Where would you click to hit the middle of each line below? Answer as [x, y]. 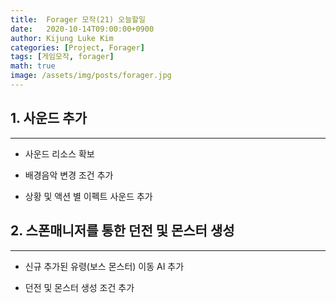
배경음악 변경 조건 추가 [69, 175]
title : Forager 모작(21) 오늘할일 [78, 19]
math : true [33, 66]
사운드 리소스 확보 [59, 153]
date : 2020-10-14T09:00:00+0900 [82, 29]
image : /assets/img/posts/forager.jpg [91, 76]
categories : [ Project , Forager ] [77, 47]
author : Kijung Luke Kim [62, 38]
